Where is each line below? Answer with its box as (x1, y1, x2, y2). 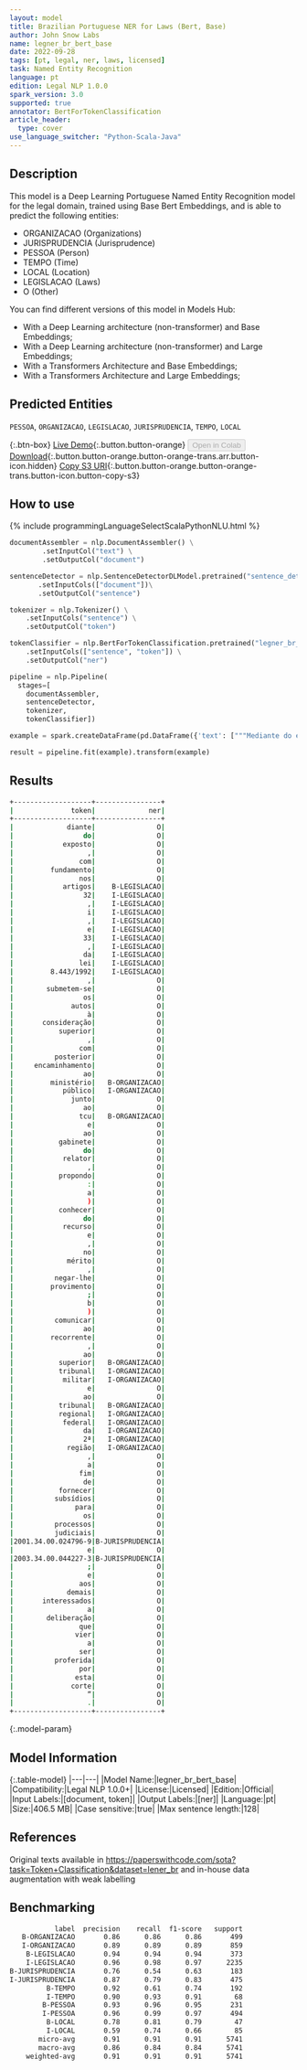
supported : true (9, 98, 71, 108)
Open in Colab (191, 440, 242, 450)
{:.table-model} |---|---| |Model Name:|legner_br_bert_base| (9, 1774, 238, 1785)
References (9, 1830, 77, 1845)
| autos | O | (9, 1001, 166, 1010)
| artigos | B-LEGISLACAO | (9, 882, 166, 891)
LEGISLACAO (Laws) (22, 276, 101, 287)
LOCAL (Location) (22, 266, 90, 277)
